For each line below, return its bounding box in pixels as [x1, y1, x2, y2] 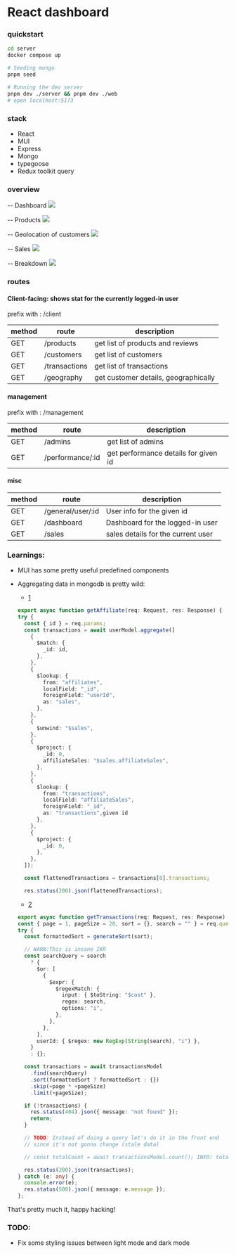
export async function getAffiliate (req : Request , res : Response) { [17, 607, 223, 614]
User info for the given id [105, 506, 188, 516]
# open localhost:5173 [7, 96, 74, 104]
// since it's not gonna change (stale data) [24, 1141, 159, 1148]
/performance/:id [44, 452, 100, 462]
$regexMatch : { [55, 985, 100, 992]
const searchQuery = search [24, 952, 107, 960]
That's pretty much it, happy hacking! [7, 1205, 116, 1214]
